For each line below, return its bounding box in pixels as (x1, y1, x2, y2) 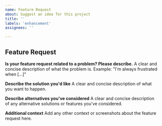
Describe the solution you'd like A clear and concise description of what (5, 80, 152, 86)
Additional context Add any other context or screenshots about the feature (5, 110, 157, 116)
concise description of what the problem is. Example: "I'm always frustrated (5, 66, 158, 72)
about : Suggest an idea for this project (5, 12, 91, 17)
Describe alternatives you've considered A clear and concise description (5, 95, 155, 101)
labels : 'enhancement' (5, 21, 51, 26)
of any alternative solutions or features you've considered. (5, 101, 123, 106)
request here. (5, 115, 32, 121)
